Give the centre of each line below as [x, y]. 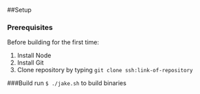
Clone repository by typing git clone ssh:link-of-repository [105, 70]
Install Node [34, 56]
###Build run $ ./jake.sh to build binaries [67, 83]
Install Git [30, 63]
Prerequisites [30, 27]
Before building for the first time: [53, 42]
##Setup [20, 10]
